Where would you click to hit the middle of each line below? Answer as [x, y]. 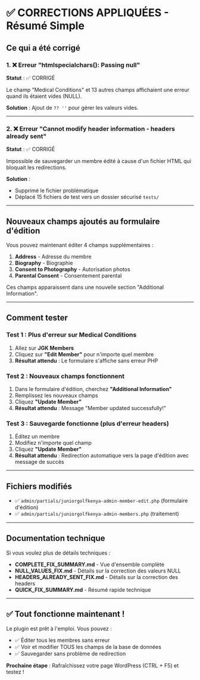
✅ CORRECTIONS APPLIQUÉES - [87, 13]
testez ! [15, 672]
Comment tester [37, 318]
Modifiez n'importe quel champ [53, 443]
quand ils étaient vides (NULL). [44, 96]
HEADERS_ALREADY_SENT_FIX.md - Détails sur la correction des [96, 577]
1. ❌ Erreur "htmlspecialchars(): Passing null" [73, 64]
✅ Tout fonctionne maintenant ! [65, 614]
